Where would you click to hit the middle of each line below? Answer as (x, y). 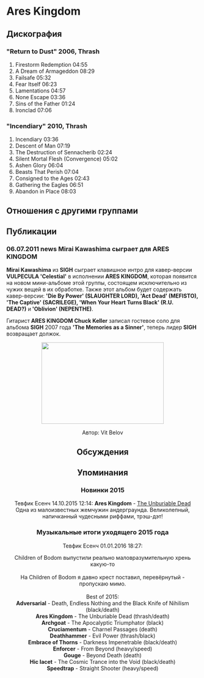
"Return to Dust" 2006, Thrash (53, 51)
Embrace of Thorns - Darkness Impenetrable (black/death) (103, 642)
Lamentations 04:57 (40, 91)
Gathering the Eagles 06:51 (49, 185)
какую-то (103, 564)
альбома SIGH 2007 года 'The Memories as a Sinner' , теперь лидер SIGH (101, 327)
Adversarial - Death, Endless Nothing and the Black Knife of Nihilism (103, 603)
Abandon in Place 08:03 (46, 192)
